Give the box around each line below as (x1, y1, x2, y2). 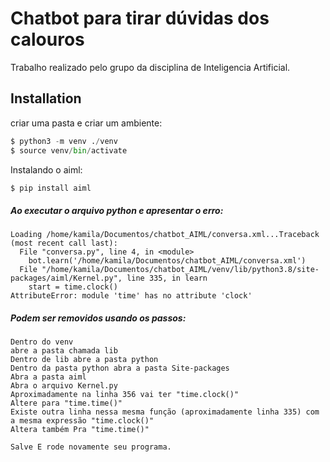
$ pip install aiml (10, 183, 92, 193)
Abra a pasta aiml (10, 372, 87, 382)
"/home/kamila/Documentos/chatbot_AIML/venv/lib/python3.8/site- (41, 265, 320, 275)
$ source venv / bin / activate (10, 145, 128, 156)
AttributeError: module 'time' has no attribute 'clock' (10, 291, 253, 301)
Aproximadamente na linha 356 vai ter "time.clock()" (10, 390, 240, 400)
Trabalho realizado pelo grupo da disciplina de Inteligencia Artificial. (10, 61, 291, 73)
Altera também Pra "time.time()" (10, 425, 150, 435)
